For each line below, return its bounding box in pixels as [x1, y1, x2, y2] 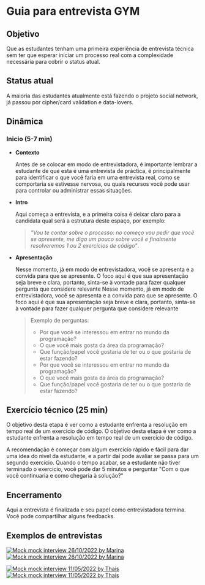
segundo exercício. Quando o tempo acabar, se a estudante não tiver [6, 459, 181, 467]
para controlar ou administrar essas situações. [15, 186, 133, 194]
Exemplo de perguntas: [30, 316, 89, 324]
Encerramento [6, 489, 62, 500]
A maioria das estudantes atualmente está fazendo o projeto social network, [6, 92, 198, 99]
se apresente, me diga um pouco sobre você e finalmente [30, 235, 177, 243]
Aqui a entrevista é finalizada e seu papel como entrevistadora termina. [6, 506, 186, 513]
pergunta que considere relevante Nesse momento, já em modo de [15, 285, 184, 292]
